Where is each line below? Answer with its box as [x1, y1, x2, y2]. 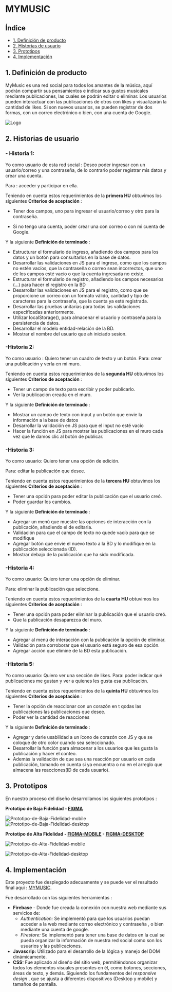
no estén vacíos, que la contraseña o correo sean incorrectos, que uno [12, 265, 163, 271]
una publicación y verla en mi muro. [5, 361, 81, 367]
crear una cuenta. [5, 172, 43, 179]
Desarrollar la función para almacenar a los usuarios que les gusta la [12, 745, 158, 751]
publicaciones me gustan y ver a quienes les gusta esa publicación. [5, 678, 149, 684]
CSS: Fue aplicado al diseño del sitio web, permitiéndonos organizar [12, 959, 158, 965]
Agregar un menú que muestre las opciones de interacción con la [12, 519, 151, 525]
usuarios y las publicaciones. [20, 943, 82, 949]
